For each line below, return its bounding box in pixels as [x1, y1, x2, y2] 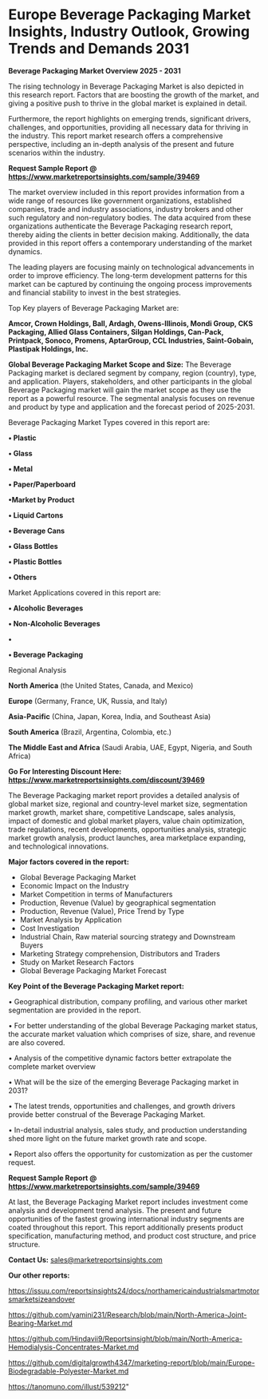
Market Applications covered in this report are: [8, 587, 161, 597]
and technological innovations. [8, 841, 109, 851]
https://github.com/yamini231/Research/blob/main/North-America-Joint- [8, 1310, 247, 1319]
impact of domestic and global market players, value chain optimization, [8, 816, 245, 825]
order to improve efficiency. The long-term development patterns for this [8, 270, 247, 280]
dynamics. [8, 246, 42, 256]
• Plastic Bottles [8, 557, 62, 566]
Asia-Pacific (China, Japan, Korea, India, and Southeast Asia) [8, 711, 211, 721]
